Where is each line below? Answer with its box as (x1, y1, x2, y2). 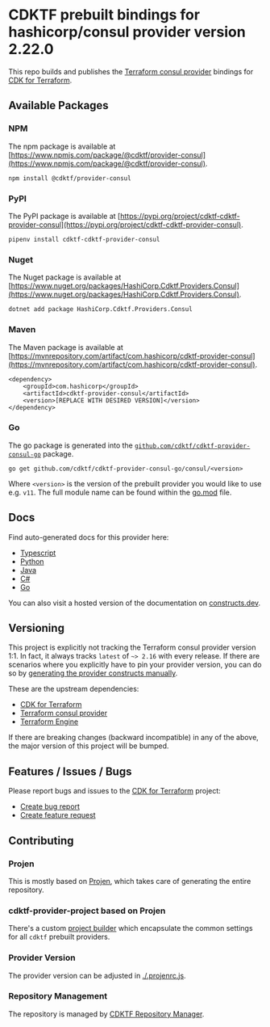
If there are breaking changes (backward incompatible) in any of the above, (8, 733, 260, 743)
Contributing (8, 834, 74, 848)
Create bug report (19, 802, 81, 811)
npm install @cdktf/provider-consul (8, 174, 131, 183)
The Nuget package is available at (8, 272, 122, 282)
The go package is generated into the (8, 440, 133, 450)
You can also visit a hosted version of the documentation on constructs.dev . (8, 598, 261, 608)
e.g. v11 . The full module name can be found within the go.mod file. (8, 487, 232, 497)
